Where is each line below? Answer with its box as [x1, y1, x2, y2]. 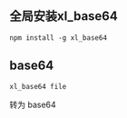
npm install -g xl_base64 [9, 33, 107, 43]
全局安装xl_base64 [9, 8, 118, 25]
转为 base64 [9, 99, 56, 110]
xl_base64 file [9, 82, 67, 91]
